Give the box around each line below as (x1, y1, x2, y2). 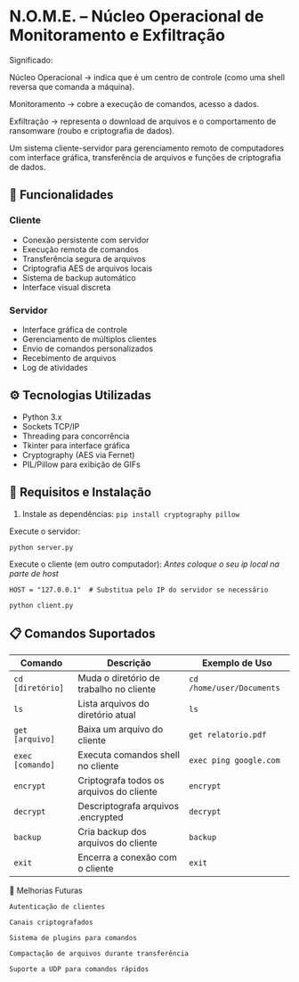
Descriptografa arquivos (77, 800, 180, 813)
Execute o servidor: (9, 526, 81, 536)
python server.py (9, 543, 74, 552)
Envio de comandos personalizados (21, 343, 154, 354)
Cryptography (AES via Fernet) (21, 449, 135, 460)
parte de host (9, 568, 60, 578)
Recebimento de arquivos (21, 352, 117, 363)
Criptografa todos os (77, 774, 165, 787)
